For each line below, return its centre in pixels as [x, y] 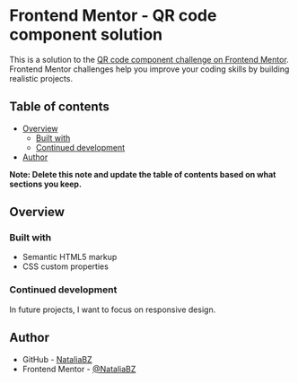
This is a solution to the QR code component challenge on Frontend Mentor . [149, 59]
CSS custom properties [66, 266]
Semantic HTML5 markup [70, 257]
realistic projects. [41, 78]
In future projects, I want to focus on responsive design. [113, 309]
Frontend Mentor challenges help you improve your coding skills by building [149, 69]
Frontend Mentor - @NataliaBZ [79, 369]
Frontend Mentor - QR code [113, 16]
